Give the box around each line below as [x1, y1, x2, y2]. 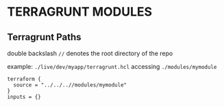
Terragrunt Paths [7, 31, 82, 43]
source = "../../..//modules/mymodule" [13, 82, 127, 89]
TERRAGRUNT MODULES [7, 4, 153, 20]
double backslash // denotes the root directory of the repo [7, 49, 173, 57]
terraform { [7, 76, 41, 82]
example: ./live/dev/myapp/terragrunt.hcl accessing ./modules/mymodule [7, 63, 217, 70]
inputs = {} [7, 93, 41, 100]
